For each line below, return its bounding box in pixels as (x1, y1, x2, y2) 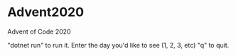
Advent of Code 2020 (7, 27, 71, 36)
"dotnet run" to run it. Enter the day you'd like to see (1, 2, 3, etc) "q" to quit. (7, 41, 230, 49)
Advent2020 (7, 4, 84, 20)
